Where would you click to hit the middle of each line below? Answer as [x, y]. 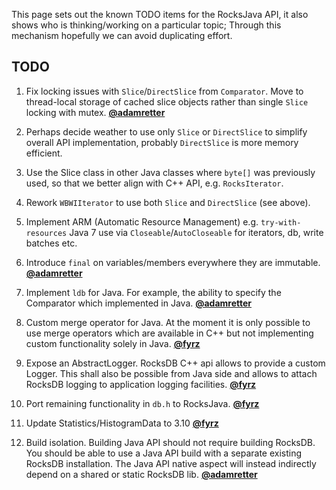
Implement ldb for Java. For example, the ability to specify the [153, 292]
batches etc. [51, 243]
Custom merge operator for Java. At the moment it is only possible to [168, 322]
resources [46, 233]
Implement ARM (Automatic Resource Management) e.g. [142, 221]
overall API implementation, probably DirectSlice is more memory [162, 142]
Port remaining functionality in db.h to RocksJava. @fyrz [142, 403]
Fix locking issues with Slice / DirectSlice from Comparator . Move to [164, 91]
